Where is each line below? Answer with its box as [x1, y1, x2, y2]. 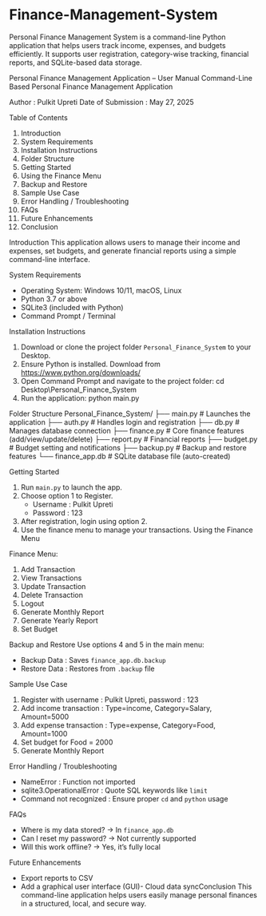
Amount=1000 [20, 728, 68, 738]
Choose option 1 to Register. [20, 490, 113, 500]
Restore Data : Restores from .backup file [20, 664, 155, 673]
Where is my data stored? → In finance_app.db [20, 825, 174, 834]
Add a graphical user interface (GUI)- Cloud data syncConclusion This [20, 882, 252, 891]
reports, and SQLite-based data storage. [9, 58, 142, 67]
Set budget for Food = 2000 [20, 737, 113, 747]
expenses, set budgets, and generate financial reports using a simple [9, 246, 236, 256]
